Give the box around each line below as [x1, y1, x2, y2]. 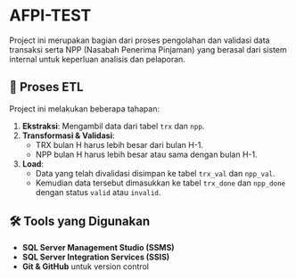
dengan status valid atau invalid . [35, 186, 161, 197]
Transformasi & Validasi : [21, 130, 115, 141]
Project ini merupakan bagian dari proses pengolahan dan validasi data [9, 35, 270, 45]
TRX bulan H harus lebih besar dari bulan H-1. [35, 139, 203, 150]
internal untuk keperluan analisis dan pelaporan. [9, 53, 185, 64]
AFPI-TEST [9, 5, 92, 26]
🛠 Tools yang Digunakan [9, 214, 151, 229]
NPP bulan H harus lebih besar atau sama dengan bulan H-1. [35, 149, 259, 160]
